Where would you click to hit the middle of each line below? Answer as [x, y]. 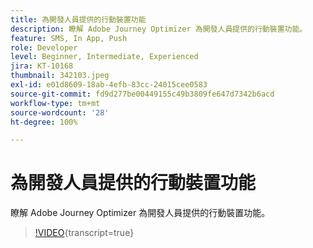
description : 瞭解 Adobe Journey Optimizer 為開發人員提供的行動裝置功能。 [159, 29]
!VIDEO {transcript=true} [84, 233]
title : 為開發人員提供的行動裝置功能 [78, 19]
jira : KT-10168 [42, 66]
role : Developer [44, 47]
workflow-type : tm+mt [55, 103]
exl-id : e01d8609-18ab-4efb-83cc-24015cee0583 [109, 85]
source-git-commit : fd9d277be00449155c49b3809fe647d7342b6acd [142, 94]
